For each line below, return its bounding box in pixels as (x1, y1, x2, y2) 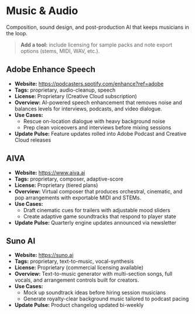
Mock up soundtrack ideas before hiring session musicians (23, 289, 166, 296)
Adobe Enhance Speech (6, 65, 95, 75)
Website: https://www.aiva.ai (14, 169, 85, 176)
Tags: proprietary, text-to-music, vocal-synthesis (14, 258, 134, 265)
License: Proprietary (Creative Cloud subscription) (14, 92, 138, 99)
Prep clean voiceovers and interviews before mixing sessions (23, 123, 172, 131)
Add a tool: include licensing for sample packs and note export (20, 41, 173, 48)
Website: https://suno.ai (14, 252, 74, 259)
